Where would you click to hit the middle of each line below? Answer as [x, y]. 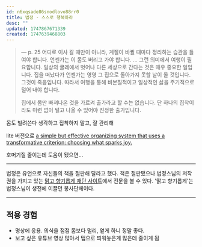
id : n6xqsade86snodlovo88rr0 [43, 12]
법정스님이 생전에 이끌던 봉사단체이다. [50, 189]
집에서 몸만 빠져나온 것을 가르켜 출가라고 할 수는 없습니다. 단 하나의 [99, 102]
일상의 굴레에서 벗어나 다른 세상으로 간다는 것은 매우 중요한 [112, 67]
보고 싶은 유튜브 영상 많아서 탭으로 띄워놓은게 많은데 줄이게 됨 [87, 238]
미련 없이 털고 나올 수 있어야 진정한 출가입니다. [87, 110]
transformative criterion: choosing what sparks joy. [69, 143]
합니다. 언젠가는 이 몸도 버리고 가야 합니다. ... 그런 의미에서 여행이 [109, 60]
